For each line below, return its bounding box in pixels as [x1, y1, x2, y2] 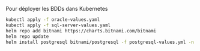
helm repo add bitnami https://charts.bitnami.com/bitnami [5, 28, 157, 34]
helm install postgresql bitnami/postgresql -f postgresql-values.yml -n [5, 39, 195, 45]
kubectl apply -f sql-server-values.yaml [5, 22, 111, 28]
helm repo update [5, 33, 49, 40]
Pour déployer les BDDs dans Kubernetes [5, 5, 109, 12]
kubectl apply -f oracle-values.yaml [5, 17, 100, 23]
